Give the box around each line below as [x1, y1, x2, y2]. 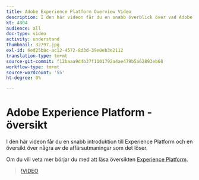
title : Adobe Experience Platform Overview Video [6, 8, 132, 15]
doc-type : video [6, 31, 46, 37]
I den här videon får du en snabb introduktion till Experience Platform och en [6, 138, 193, 146]
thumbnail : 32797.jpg [6, 42, 60, 48]
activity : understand [6, 36, 60, 42]
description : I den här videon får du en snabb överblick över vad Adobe [6, 14, 193, 20]
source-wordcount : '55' [6, 70, 65, 75]
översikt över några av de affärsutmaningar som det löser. [6, 144, 148, 151]
